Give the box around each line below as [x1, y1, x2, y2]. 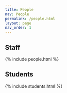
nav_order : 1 [5, 25, 32, 30]
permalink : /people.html [5, 16, 55, 21]
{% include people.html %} [5, 56, 59, 62]
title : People [5, 7, 34, 12]
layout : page [5, 20, 32, 26]
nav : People [5, 12, 29, 17]
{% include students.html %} [5, 83, 63, 89]
